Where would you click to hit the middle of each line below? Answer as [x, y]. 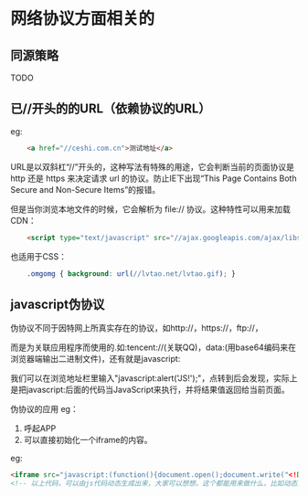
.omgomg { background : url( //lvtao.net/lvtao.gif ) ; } [131, 274]
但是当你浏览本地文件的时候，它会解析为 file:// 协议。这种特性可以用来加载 [151, 209]
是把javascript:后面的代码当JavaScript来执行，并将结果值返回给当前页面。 [150, 390]
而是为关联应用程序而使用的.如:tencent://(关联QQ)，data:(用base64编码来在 [153, 347]
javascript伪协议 [58, 304]
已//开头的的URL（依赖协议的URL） [111, 109]
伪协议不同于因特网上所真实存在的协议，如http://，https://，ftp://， [137, 328]
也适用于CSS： [39, 256]
